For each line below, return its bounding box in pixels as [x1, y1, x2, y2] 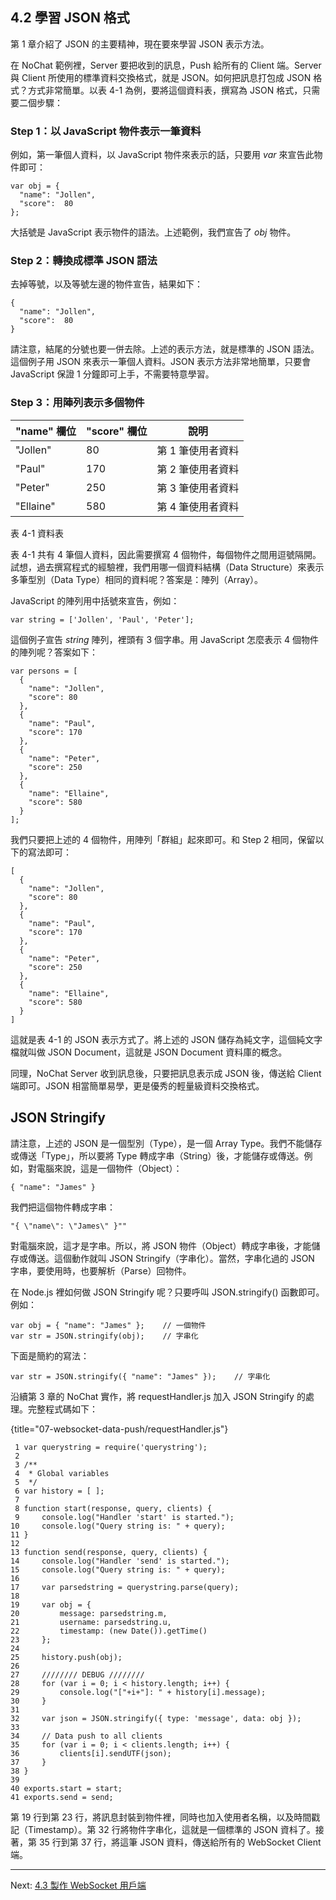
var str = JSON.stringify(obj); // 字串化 [10, 1331, 199, 1341]
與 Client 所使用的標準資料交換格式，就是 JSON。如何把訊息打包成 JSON [10, 71, 312, 83]
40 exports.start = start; [10, 1783, 123, 1793]
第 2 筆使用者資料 [156, 462, 240, 476]
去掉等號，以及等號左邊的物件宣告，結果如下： [10, 278, 203, 290]
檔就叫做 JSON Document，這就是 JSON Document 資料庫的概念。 [10, 1046, 288, 1058]
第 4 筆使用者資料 [156, 499, 240, 513]
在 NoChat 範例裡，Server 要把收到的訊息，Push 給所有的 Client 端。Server [10, 59, 322, 71]
